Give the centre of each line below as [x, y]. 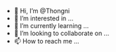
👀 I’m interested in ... [44, 18]
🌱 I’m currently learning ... [51, 26]
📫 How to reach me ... [46, 41]
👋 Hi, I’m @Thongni [42, 11]
